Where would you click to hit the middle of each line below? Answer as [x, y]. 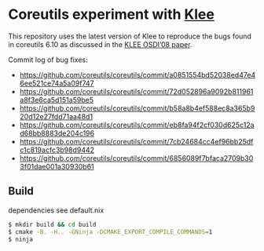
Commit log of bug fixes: [48, 60]
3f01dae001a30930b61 [57, 166]
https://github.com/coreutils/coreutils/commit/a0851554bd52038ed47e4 [137, 75]
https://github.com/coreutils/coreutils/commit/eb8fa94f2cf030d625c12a [137, 125]
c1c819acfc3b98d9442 [57, 150]
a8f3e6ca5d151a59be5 [57, 100]
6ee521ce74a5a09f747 [57, 83]
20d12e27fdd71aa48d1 [56, 116]
